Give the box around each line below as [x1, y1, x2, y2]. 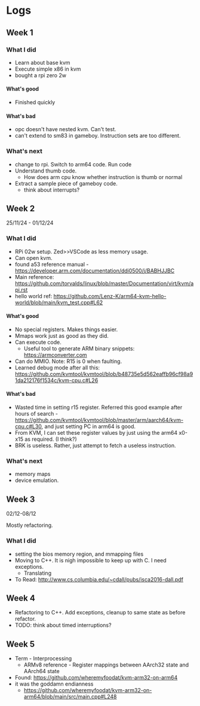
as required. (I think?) [24, 435, 78, 443]
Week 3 [6, 494, 35, 504]
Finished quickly [14, 99, 56, 106]
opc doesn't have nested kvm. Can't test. [14, 126, 116, 133]
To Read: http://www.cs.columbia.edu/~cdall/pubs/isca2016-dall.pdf [14, 575, 184, 583]
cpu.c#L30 [14, 423, 42, 430]
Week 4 [6, 593, 36, 603]
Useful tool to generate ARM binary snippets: [23, 345, 135, 352]
